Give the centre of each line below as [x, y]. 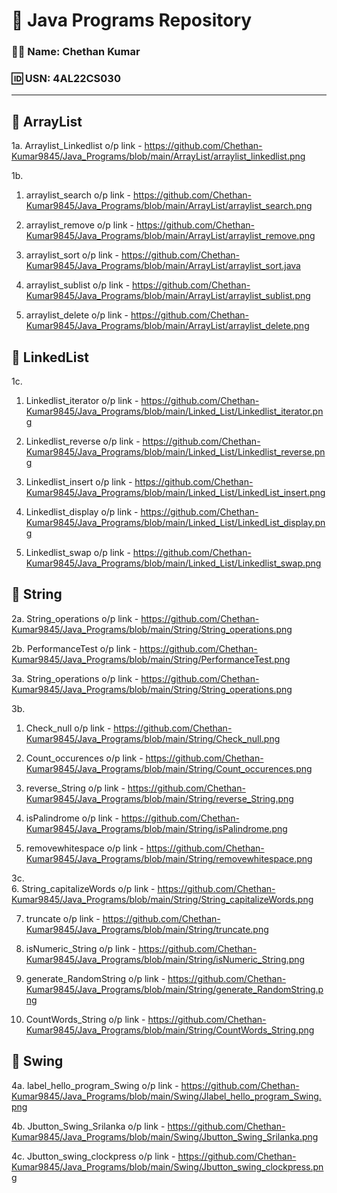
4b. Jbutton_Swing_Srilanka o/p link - [88, 1126]
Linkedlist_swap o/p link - [78, 553]
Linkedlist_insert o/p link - [79, 482]
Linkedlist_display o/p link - [82, 512]
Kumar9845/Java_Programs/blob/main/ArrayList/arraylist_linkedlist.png [158, 156]
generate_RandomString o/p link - [95, 978]
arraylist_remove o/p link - [79, 225]
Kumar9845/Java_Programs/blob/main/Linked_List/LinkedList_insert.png [175, 493]
